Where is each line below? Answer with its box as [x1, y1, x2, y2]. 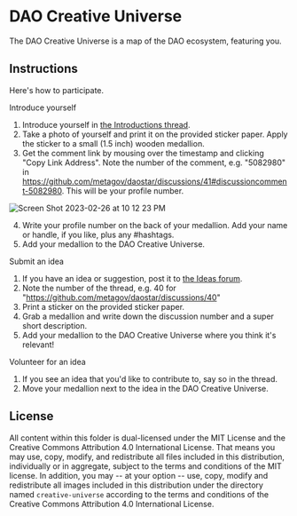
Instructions [9, 61, 78, 76]
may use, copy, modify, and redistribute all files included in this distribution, [9, 451, 285, 462]
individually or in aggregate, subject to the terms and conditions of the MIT [9, 460, 282, 472]
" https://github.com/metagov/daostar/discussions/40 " [21, 291, 221, 303]
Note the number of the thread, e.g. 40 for [21, 282, 177, 293]
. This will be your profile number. [61, 185, 184, 196]
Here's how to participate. [9, 84, 105, 95]
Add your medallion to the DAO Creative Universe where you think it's [21, 329, 277, 340]
